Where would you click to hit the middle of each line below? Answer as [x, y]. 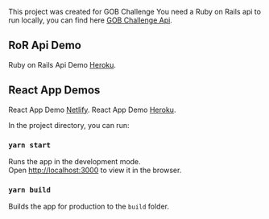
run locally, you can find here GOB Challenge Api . [91, 20]
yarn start [29, 145]
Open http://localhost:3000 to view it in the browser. [95, 170]
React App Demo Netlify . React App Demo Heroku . [92, 109]
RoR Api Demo [45, 45]
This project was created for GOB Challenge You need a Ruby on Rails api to [135, 12]
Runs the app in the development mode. [74, 161]
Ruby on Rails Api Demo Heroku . [62, 64]
